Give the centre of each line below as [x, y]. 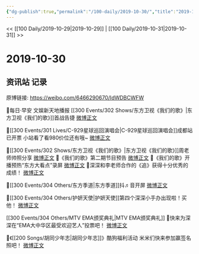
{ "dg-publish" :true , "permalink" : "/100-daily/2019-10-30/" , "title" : [91, 12]
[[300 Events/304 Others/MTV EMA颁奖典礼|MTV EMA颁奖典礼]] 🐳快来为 [96, 218]
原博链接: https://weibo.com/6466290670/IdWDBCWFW [75, 97]
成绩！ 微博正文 [25, 172]
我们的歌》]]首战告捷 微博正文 [62, 118]
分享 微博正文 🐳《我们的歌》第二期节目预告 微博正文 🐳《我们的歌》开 [106, 157]
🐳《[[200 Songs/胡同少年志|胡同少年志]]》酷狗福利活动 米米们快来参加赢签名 [99, 237]
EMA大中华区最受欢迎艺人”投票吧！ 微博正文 [73, 225]
